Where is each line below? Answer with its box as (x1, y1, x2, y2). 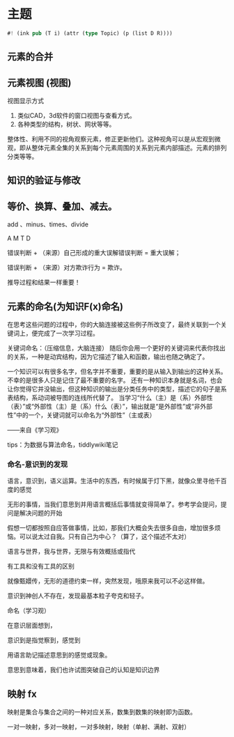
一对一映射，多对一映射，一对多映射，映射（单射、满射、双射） (7, 722, 190, 731)
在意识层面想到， (7, 621, 56, 630)
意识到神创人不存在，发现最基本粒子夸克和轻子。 (7, 591, 148, 600)
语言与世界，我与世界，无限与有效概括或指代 (7, 548, 136, 556)
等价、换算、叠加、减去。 (7, 200, 117, 212)
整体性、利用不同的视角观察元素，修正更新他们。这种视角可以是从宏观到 (7, 135, 214, 143)
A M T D (7, 234, 31, 242)
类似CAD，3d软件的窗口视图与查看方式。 (17, 111, 136, 120)
